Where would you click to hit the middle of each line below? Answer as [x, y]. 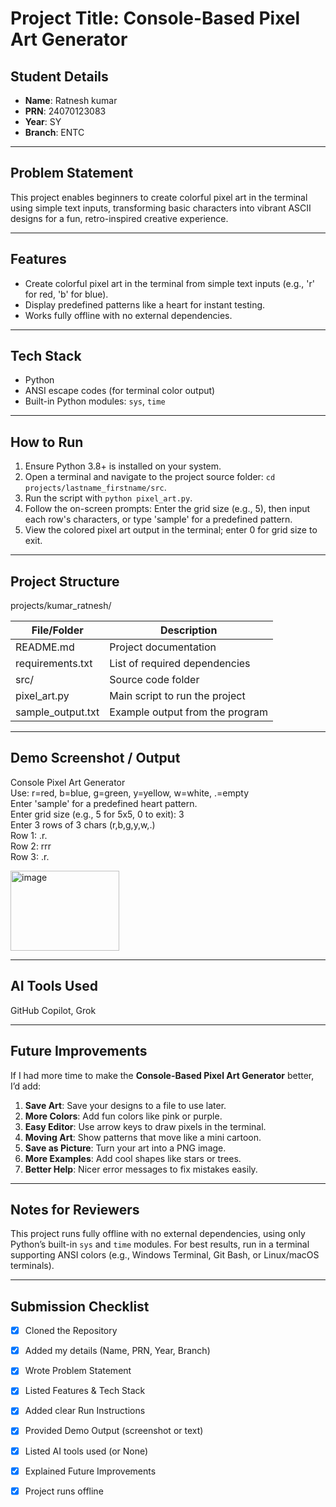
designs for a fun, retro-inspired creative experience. [119, 218]
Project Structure [65, 581]
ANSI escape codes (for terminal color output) [120, 391]
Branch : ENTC [54, 132]
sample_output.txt [57, 712]
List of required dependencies [180, 664]
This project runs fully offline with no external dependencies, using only [158, 1234]
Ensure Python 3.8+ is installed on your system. [123, 466]
